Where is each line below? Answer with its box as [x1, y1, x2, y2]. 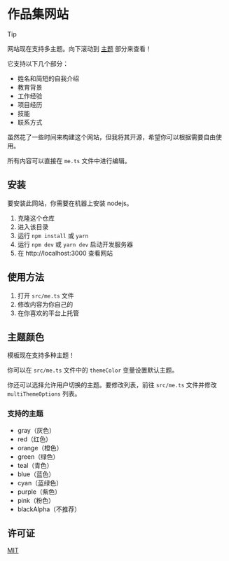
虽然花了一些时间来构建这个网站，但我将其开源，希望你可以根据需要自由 [7, 132, 216, 141]
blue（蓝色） [17, 470, 55, 478]
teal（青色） [17, 461, 53, 469]
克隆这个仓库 [17, 214, 55, 222]
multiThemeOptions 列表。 [7, 389, 81, 398]
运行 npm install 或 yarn [17, 231, 89, 240]
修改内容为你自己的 [17, 300, 74, 308]
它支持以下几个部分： [7, 59, 69, 67]
